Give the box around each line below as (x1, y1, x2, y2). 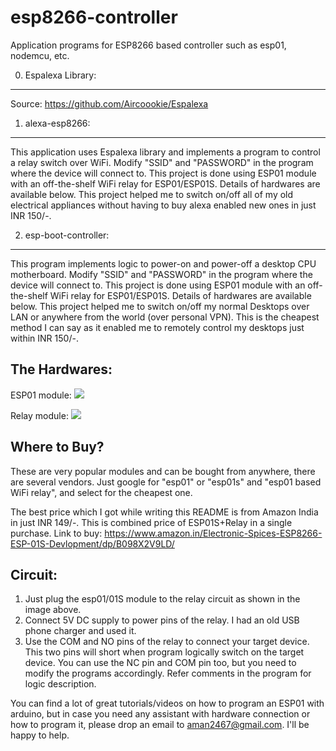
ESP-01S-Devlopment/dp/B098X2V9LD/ (10, 537, 175, 550)
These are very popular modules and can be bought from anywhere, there (10, 465, 316, 477)
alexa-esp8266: (24, 117, 91, 129)
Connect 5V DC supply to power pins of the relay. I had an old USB (24, 614, 300, 626)
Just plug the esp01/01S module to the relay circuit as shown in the (24, 593, 301, 605)
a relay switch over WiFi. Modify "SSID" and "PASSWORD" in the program (10, 156, 314, 168)
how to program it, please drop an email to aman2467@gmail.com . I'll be (10, 719, 310, 731)
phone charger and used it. (24, 625, 137, 637)
